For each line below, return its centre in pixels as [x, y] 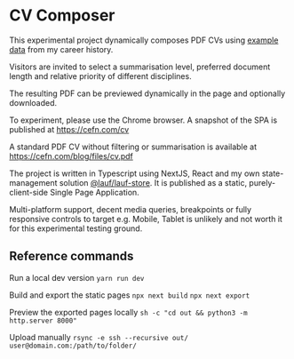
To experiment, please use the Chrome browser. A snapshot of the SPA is [143, 120]
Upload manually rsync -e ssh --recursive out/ [99, 337]
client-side [29, 192]
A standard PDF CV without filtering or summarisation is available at [133, 147]
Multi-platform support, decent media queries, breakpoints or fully [130, 209]
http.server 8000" [43, 321]
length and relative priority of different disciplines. [101, 76]
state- [273, 173]
